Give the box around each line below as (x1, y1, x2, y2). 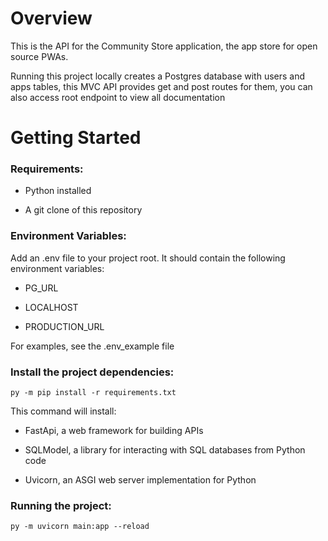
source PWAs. (10, 50, 69, 62)
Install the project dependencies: (10, 365, 175, 379)
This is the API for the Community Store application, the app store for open (10, 40, 318, 52)
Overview (10, 7, 93, 30)
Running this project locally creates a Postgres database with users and (10, 70, 306, 82)
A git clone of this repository (24, 204, 143, 216)
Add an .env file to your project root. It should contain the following (10, 252, 286, 264)
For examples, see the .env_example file (10, 340, 175, 352)
